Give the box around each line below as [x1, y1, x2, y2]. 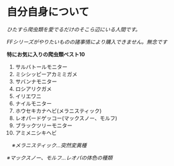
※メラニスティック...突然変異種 [12, 141, 87, 148]
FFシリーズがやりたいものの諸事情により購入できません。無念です [6, 38, 168, 45]
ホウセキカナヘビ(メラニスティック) [15, 107, 102, 114]
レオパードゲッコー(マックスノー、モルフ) [15, 114, 117, 121]
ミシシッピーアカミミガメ [15, 70, 78, 77]
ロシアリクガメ [15, 85, 52, 92]
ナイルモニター [15, 100, 52, 107]
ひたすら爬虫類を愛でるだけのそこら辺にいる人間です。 [6, 26, 141, 33]
